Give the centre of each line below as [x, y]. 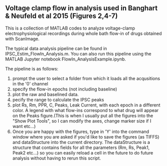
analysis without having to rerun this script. [57, 158]
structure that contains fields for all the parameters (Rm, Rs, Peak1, [81, 147]
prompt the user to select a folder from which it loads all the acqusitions [86, 78]
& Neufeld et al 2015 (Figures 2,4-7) [62, 16]
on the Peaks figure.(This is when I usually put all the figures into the [83, 115]
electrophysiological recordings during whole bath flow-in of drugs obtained [83, 33]
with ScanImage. [22, 38]
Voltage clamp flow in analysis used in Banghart [82, 8]
